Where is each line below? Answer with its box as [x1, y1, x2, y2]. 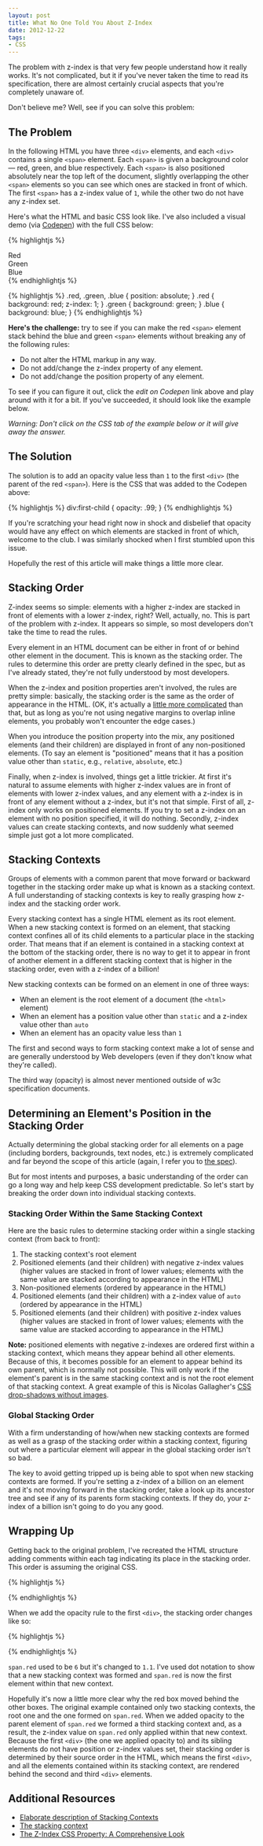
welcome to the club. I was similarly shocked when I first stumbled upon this [8, 534, 255, 544]
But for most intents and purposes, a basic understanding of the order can [8, 1172, 249, 1181]
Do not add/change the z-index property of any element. [19, 363, 203, 372]
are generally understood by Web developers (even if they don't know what [8, 1052, 253, 1061]
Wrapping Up [8, 1524, 75, 1538]
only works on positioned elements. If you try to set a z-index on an [27, 805, 246, 814]
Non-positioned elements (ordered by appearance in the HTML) [19, 1283, 226, 1293]
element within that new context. [8, 1678, 114, 1688]
